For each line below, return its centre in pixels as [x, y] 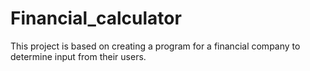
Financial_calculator [96, 18]
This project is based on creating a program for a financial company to [155, 46]
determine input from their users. [78, 56]
